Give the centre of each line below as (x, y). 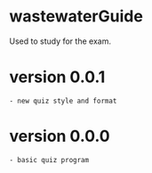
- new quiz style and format (63, 101)
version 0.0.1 (57, 77)
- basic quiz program (49, 160)
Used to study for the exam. (60, 41)
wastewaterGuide (76, 16)
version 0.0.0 (60, 136)
